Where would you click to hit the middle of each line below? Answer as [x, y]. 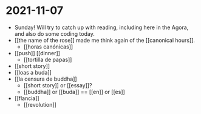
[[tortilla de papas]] [48, 59]
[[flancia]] [27, 98]
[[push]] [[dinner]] [37, 53]
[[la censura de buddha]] [46, 79]
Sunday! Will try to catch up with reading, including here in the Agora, [101, 27]
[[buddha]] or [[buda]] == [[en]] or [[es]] [74, 92]
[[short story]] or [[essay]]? [58, 85]
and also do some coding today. [54, 33]
